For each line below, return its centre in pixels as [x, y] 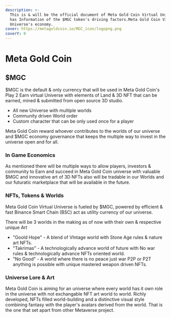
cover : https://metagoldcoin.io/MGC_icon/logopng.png [64, 29]
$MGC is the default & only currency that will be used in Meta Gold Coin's [82, 90]
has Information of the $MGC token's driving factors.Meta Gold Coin [85, 19]
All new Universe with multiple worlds [52, 110]
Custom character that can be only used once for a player [73, 121]
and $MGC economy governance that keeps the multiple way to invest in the [85, 136]
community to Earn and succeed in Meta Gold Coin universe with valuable [83, 171]
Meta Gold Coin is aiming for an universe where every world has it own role [84, 288]
